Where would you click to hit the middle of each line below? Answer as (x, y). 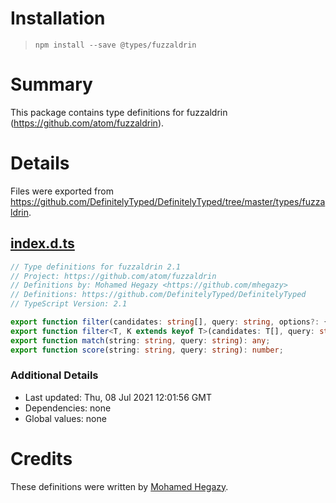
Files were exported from (62, 191)
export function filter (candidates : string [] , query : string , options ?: (165, 322)
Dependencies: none (68, 408)
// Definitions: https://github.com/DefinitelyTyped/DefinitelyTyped (158, 295)
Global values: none (65, 418)
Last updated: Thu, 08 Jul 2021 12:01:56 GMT (118, 397)
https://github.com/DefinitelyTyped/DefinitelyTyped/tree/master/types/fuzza (168, 201)
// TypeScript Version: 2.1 (69, 304)
